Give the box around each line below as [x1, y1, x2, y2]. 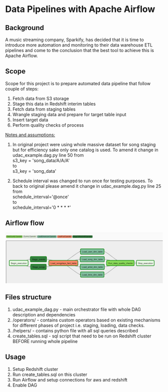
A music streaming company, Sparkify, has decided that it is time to [5, 37, 144, 43]
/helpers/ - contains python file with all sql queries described [12, 327, 138, 333]
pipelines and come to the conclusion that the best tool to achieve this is [5, 48, 154, 53]
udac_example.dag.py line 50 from [12, 152, 84, 158]
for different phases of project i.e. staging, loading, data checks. [12, 322, 145, 328]
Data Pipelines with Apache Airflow [5, 4, 155, 15]
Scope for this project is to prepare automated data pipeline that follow [5, 80, 151, 86]
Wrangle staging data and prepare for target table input [12, 111, 126, 117]
